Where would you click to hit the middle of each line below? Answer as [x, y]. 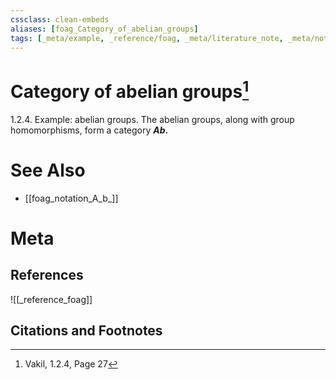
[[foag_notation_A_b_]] [71, 198]
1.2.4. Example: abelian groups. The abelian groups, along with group [152, 119]
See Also [48, 170]
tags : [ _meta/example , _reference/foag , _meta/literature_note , [147, 38]
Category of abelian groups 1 [130, 89]
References [47, 275]
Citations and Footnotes [86, 330]
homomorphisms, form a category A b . [89, 130]
